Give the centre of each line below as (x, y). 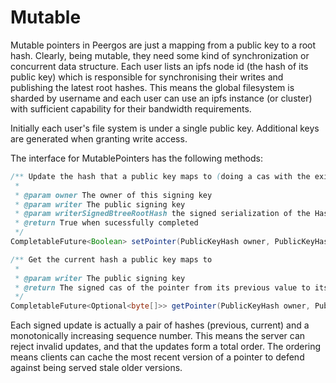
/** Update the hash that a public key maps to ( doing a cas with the (160, 176)
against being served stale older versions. (96, 368)
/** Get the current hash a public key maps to (111, 259)
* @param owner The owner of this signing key (113, 195)
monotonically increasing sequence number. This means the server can (158, 336)
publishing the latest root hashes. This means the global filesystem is (152, 87)
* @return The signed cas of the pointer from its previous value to (162, 287)
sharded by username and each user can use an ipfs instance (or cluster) (161, 98)
